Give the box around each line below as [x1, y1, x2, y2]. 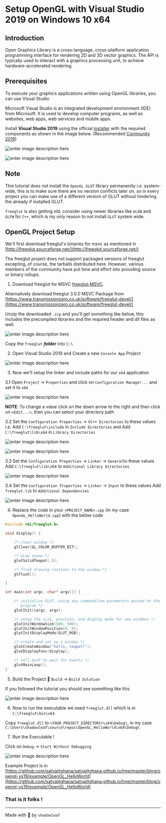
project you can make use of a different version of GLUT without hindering [5, 193, 157, 199]
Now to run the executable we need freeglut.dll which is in [12, 705, 136, 711]
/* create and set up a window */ [14, 639, 85, 645]
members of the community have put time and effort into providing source [5, 267, 156, 273]
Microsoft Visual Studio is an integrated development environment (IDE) [5, 105, 151, 111]
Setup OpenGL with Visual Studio [5, 3, 145, 15]
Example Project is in [5, 762, 48, 768]
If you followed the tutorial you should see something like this [5, 686, 130, 691]
